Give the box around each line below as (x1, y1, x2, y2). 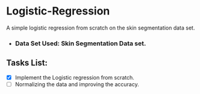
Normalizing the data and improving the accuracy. (14, 80, 140, 88)
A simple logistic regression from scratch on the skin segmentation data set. (6, 24, 195, 31)
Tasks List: (6, 58, 48, 68)
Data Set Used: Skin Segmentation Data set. (14, 39, 146, 48)
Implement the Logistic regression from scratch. (14, 74, 134, 81)
